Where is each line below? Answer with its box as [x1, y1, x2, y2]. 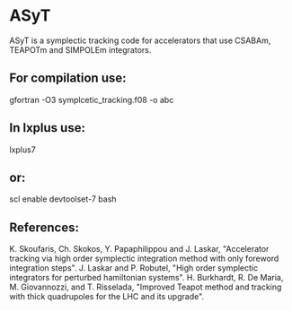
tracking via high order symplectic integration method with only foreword [9, 253, 279, 264]
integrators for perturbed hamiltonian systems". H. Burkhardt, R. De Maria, [9, 272, 284, 283]
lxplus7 [9, 144, 36, 155]
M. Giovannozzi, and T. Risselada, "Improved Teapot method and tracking [9, 281, 282, 292]
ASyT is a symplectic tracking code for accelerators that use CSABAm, [9, 35, 271, 46]
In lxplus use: [9, 120, 85, 135]
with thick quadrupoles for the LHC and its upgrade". [9, 291, 205, 302]
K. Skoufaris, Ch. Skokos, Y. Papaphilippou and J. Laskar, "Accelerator [9, 244, 270, 255]
